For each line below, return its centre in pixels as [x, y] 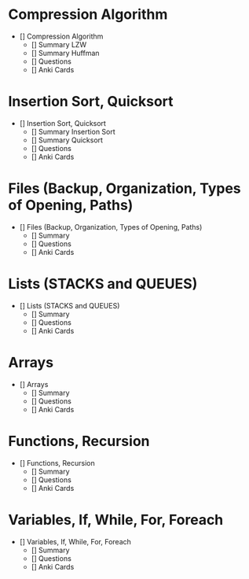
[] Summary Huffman [65, 53]
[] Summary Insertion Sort [73, 131]
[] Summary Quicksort [67, 140]
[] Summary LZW [59, 44]
